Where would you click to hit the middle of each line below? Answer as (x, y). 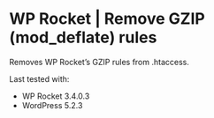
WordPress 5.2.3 (52, 105)
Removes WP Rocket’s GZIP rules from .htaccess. (99, 62)
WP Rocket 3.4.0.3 (56, 96)
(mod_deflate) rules (83, 37)
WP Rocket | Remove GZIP (107, 19)
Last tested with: (39, 78)
